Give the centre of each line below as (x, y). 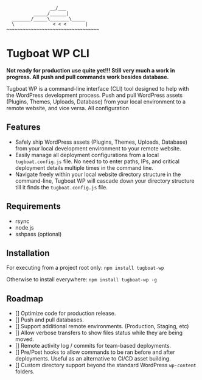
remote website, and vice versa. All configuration (68, 108)
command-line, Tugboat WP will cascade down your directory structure (105, 181)
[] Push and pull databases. (49, 320)
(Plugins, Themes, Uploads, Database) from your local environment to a (96, 101)
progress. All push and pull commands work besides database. (88, 77)
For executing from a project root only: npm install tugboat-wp (85, 268)
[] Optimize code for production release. (65, 314)
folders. (25, 371)
